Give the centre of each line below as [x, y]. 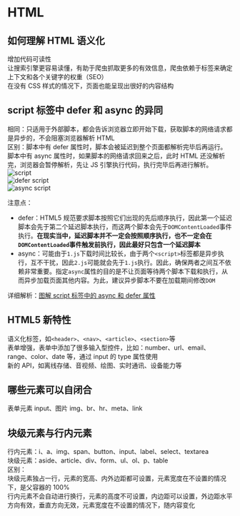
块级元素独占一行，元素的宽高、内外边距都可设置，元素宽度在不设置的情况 [117, 478]
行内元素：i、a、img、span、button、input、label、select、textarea [108, 452]
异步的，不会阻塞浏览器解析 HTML [64, 138]
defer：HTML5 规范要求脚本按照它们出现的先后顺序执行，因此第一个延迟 [125, 218]
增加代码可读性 [29, 59]
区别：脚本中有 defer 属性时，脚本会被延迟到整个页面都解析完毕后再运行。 [117, 146]
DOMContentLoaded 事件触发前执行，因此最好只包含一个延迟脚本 [109, 244]
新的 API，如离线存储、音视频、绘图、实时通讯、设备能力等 [95, 365]
